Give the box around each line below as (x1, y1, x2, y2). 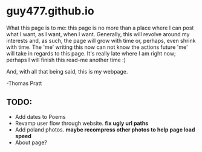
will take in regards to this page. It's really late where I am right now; (6, 49, 177, 57)
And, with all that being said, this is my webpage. (6, 68, 128, 75)
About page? (15, 139, 47, 146)
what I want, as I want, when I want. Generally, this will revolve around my (6, 30, 190, 37)
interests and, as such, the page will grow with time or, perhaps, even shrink (6, 37, 196, 44)
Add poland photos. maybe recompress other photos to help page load (15, 125, 195, 133)
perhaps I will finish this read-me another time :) (6, 56, 126, 63)
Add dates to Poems (15, 113, 66, 120)
